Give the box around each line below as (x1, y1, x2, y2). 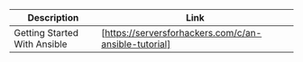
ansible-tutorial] (100, 38, 171, 50)
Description (27, 12, 79, 23)
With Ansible (14, 38, 68, 50)
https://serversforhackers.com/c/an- (105, 27, 262, 39)
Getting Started (14, 27, 79, 39)
